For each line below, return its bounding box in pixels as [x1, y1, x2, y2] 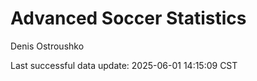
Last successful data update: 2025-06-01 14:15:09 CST [10, 59, 238, 71]
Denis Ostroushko [10, 40, 85, 52]
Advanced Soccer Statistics [10, 7, 247, 30]
